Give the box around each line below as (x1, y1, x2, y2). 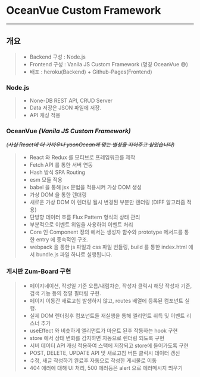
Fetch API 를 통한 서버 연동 (29, 161, 93, 168)
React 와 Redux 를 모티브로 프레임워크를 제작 (29, 154, 136, 161)
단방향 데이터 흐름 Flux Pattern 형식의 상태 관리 (29, 213, 140, 221)
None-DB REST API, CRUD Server (29, 97, 113, 105)
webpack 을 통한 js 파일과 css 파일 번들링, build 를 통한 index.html (29, 243, 187, 251)
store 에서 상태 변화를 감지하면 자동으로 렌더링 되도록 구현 (29, 334, 165, 341)
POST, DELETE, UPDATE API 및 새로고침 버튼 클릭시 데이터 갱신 (29, 349, 180, 356)
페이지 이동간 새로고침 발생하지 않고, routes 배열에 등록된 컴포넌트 (29, 297, 183, 304)
